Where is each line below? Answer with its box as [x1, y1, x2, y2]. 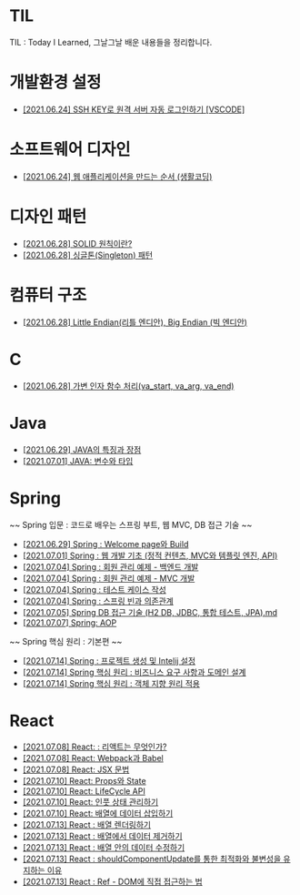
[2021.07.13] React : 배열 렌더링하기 [22, 819, 152, 830]
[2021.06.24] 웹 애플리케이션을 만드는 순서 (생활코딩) [22, 170, 213, 182]
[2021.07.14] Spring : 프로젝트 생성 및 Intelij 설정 [22, 655, 196, 666]
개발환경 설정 [9, 72, 102, 93]
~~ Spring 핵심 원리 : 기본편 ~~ [9, 636, 123, 646]
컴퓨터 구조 [9, 284, 87, 305]
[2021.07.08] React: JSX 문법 [22, 764, 130, 775]
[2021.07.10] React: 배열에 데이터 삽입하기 [22, 808, 174, 819]
